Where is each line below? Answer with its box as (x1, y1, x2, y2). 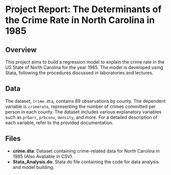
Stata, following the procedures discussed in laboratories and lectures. (5, 70, 154, 76)
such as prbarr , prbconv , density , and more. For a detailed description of (5, 114, 158, 120)
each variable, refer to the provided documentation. (5, 120, 113, 126)
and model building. (12, 164, 54, 170)
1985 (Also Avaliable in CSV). (12, 153, 74, 159)
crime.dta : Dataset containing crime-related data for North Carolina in (12, 148, 160, 154)
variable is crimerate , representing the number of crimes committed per (5, 103, 156, 109)
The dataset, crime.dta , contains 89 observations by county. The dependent (5, 98, 166, 104)
